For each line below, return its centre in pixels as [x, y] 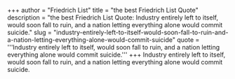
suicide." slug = [30, 32]
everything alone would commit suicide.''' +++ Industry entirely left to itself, [116, 55]
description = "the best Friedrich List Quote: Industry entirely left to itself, [113, 17]
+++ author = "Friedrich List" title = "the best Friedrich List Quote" [103, 10]
